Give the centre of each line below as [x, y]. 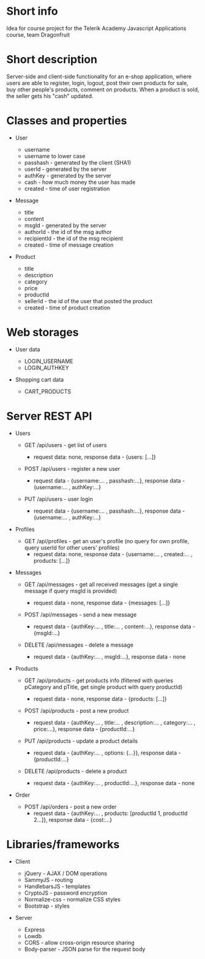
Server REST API [49, 416]
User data [28, 349]
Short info [32, 11]
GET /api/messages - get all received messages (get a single [101, 584]
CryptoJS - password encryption [66, 893]
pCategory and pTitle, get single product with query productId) [103, 686]
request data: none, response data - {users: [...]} [95, 457]
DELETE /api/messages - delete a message [79, 645]
